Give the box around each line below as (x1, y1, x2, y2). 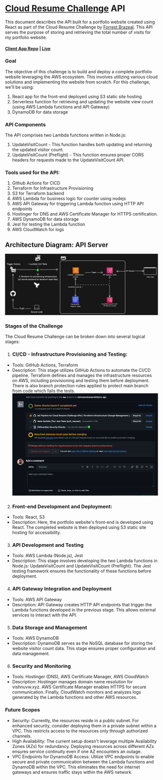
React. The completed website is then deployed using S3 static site (12, 525, 147, 531)
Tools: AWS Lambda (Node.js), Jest (12, 553, 83, 559)
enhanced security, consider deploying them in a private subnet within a (12, 723, 157, 729)
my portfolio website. (5, 34, 48, 40)
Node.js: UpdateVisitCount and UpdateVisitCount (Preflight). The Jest (12, 563, 151, 569)
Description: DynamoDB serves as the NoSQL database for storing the (12, 640, 153, 646)
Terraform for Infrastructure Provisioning (12, 185, 94, 191)
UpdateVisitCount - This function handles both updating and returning (12, 142, 152, 148)
